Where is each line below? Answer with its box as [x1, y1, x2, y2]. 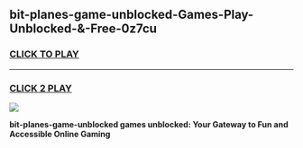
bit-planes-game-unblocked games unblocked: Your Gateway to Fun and [9, 118, 289, 129]
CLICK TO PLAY [9, 48, 79, 61]
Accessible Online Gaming [9, 128, 111, 139]
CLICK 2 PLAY [9, 82, 72, 94]
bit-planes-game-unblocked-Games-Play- [9, 7, 254, 22]
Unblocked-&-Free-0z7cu [9, 22, 158, 37]
